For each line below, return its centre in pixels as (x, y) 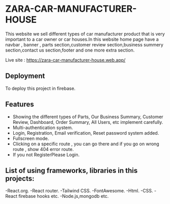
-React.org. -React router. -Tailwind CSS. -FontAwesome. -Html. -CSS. (79, 191)
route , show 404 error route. (43, 149)
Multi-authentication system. (43, 127)
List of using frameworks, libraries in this (72, 171)
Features (20, 104)
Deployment (25, 76)
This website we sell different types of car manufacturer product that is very (85, 34)
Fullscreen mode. (31, 138)
